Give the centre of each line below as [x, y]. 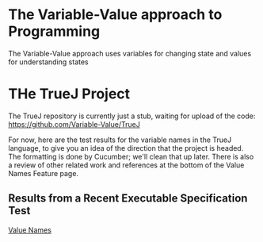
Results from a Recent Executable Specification [128, 199]
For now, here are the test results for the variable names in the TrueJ [120, 140]
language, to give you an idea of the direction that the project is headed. [126, 148]
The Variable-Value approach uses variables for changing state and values [130, 53]
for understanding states [48, 62]
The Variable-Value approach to [115, 15]
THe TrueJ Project [69, 94]
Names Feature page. [44, 173]
